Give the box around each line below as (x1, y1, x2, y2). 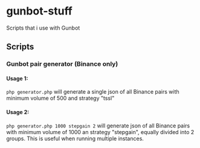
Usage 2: (6, 109, 30, 116)
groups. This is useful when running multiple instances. (6, 135, 144, 142)
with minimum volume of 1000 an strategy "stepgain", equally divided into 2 (6, 128, 195, 135)
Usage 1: (6, 74, 28, 82)
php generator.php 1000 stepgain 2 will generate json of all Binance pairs (6, 122, 190, 129)
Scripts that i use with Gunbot (6, 24, 80, 31)
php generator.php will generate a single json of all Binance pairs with (6, 88, 179, 95)
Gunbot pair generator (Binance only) (6, 60, 118, 68)
